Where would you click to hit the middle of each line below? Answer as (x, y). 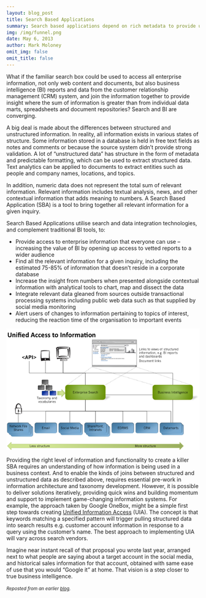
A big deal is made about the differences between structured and (89, 127)
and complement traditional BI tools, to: (56, 230)
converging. (21, 115)
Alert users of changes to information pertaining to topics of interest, (102, 313)
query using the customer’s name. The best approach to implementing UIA (101, 532)
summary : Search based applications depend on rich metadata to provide (101, 26)
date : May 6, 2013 (30, 39)
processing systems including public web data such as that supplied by (105, 300)
